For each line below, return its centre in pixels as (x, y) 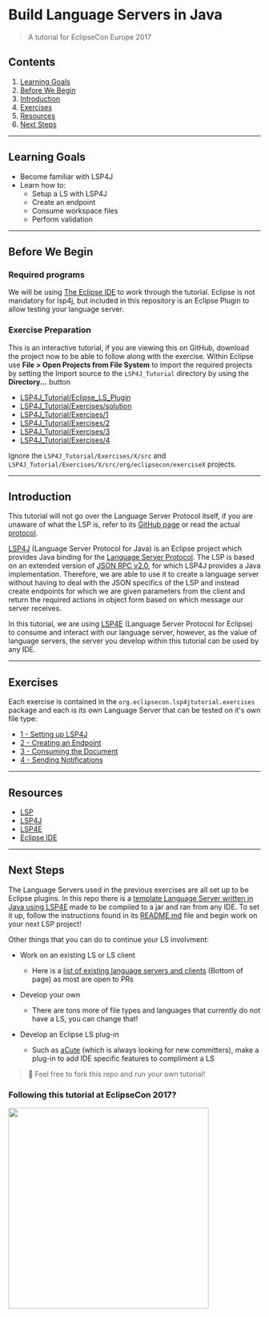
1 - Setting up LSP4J (54, 734)
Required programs (47, 275)
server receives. (35, 609)
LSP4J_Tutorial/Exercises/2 (65, 422)
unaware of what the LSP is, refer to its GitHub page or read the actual (124, 524)
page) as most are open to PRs (83, 979)
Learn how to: (43, 185)
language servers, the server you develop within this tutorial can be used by (133, 641)
